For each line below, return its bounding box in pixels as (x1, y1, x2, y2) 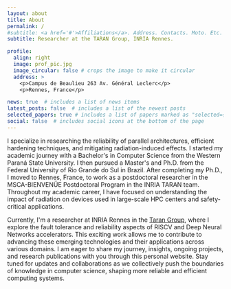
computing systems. (7, 274, 65, 282)
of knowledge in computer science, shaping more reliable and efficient (7, 266, 208, 275)
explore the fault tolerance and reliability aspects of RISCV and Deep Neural (7, 222, 222, 231)
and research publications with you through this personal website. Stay (7, 252, 208, 260)
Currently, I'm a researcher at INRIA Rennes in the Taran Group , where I (7, 216, 210, 224)
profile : (7, 48, 32, 55)
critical (7, 202, 27, 210)
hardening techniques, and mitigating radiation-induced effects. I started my (7, 143, 223, 152)
